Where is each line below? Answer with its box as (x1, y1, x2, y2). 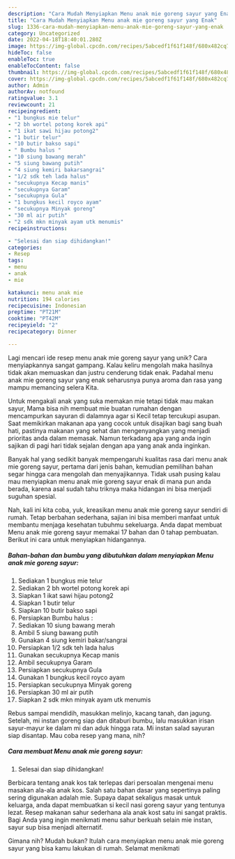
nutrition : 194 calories (8, 295, 80, 303)
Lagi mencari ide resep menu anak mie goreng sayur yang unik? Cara (8, 353, 208, 362)
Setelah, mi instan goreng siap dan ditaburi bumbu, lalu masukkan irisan (8, 716, 215, 725)
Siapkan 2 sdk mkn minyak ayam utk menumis (17, 695, 151, 704)
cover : (8, 75, 27, 83)
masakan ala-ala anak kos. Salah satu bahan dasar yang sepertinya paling (8, 786, 220, 794)
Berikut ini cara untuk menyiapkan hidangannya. (8, 535, 146, 544)
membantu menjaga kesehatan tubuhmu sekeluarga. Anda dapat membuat (8, 520, 222, 529)
